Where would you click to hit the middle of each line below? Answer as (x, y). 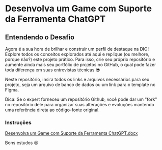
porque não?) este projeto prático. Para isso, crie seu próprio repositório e (80, 59)
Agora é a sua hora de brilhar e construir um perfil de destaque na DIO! (77, 49)
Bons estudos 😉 (22, 143)
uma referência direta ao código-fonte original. (52, 110)
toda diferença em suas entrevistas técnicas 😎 (53, 70)
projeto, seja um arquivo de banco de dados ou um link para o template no (80, 85)
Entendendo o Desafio (40, 37)
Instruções (18, 122)
